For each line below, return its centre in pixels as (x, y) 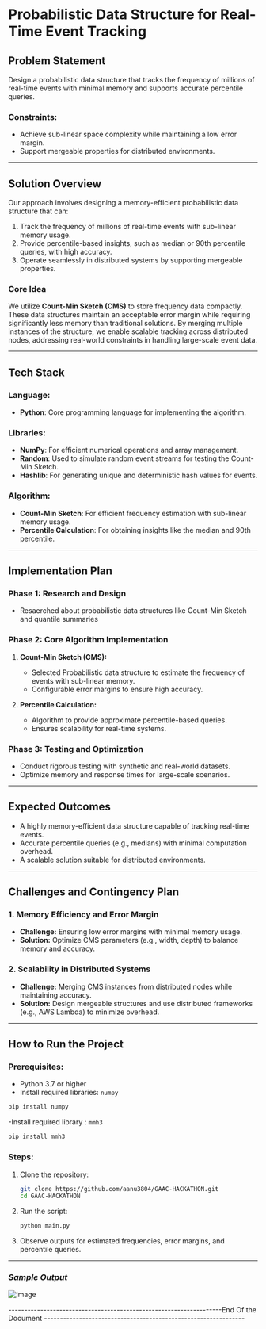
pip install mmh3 (37, 1137)
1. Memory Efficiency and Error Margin (84, 915)
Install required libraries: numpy (69, 1093)
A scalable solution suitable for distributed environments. (112, 860)
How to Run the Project (66, 1044)
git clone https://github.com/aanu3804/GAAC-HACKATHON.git (119, 1189)
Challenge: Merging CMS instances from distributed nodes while (126, 986)
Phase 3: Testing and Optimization (76, 749)
